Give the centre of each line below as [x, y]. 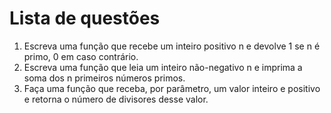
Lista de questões [85, 18]
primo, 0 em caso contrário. [81, 56]
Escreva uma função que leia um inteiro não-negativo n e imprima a [163, 67]
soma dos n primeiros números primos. [104, 78]
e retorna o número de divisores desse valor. [116, 99]
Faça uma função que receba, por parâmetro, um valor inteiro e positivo [172, 88]
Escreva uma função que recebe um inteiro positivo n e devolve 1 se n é [172, 46]
